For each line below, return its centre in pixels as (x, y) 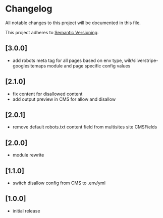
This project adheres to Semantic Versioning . (52, 32)
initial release (26, 211)
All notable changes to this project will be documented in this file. (73, 23)
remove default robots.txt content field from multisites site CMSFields (85, 127)
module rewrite (28, 155)
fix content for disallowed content (47, 94)
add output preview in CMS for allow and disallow (64, 99)
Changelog (29, 9)
